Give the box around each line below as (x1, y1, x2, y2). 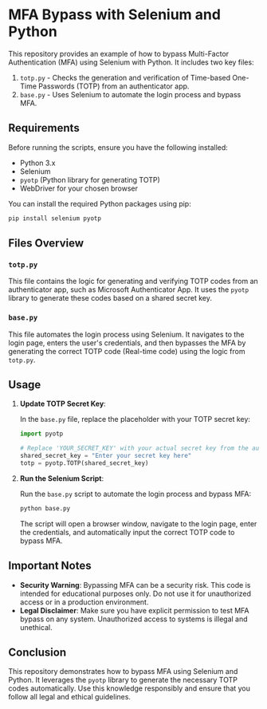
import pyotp (19, 430, 64, 438)
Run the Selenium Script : (19, 473, 104, 483)
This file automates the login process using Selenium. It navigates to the (8, 329, 245, 339)
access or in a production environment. (19, 597, 149, 607)
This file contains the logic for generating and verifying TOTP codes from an (8, 277, 259, 286)
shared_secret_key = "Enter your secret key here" (19, 452, 192, 460)
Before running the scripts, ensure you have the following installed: (8, 142, 229, 152)
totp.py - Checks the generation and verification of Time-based (19, 73, 231, 82)
